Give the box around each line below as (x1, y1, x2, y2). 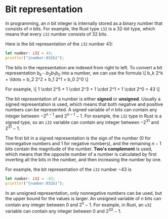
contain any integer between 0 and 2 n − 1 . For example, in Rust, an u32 (5, 201, 152, 208)
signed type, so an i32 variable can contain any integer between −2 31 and (5, 118, 159, 125)
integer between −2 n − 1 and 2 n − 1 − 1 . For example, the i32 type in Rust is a (5, 112, 162, 119)
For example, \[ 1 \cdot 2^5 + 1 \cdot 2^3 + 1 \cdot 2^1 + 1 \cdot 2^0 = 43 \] (5, 86, 160, 92)
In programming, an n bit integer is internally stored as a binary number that (5, 20, 163, 26)
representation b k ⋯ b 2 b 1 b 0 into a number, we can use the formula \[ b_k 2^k (5, 70, 163, 77)
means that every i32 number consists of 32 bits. (5, 31, 108, 37)
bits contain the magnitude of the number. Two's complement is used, (5, 146, 153, 152)
